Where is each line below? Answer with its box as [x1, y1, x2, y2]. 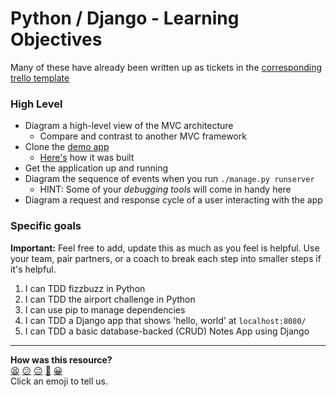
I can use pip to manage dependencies [24, 303, 186, 316]
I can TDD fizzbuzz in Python [24, 282, 146, 294]
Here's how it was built [39, 152, 135, 164]
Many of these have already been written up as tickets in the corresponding [10, 61, 323, 73]
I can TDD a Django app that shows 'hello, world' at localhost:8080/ [24, 314, 307, 326]
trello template [10, 72, 70, 84]
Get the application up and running [24, 162, 169, 174]
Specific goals [10, 219, 82, 233]
